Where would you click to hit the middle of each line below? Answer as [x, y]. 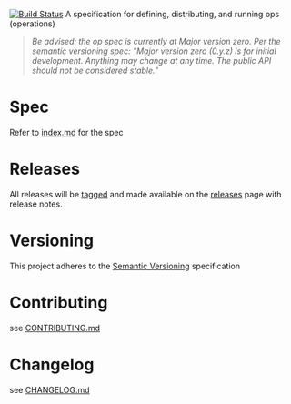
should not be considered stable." [95, 70]
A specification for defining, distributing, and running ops [172, 14]
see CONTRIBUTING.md [55, 328]
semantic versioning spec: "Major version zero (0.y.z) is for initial [154, 51]
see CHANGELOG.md [50, 389]
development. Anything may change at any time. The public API [151, 61]
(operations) [33, 24]
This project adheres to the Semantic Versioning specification [125, 266]
